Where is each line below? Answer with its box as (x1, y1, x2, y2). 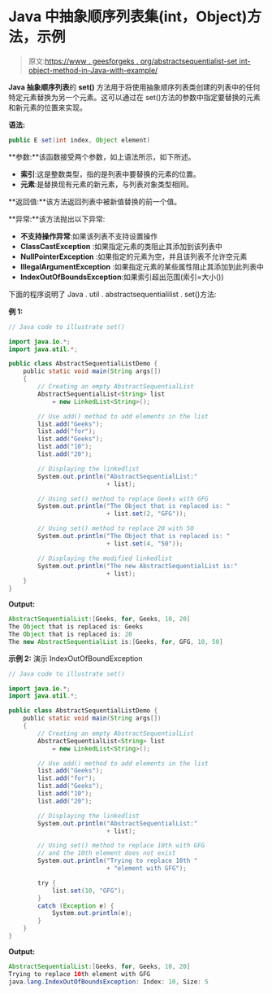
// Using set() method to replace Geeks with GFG (37, 494, 209, 503)
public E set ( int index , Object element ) (8, 136, 151, 144)
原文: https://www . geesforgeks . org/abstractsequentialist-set (28, 56, 238, 66)
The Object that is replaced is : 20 (8, 630, 132, 638)
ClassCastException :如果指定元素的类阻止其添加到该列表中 (19, 241, 223, 251)
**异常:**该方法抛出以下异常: (8, 213, 106, 224)
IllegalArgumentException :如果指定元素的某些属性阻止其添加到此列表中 (19, 261, 264, 271)
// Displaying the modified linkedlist (37, 554, 173, 563)
